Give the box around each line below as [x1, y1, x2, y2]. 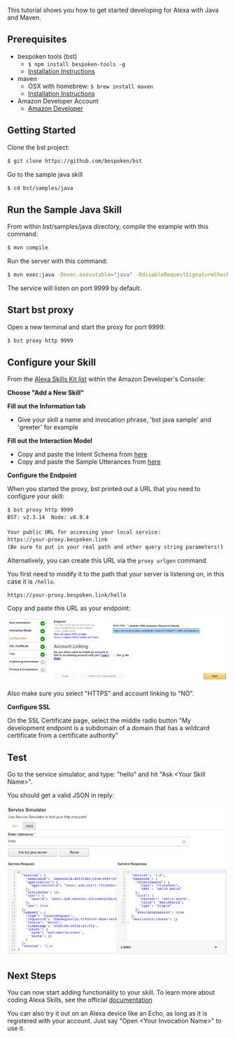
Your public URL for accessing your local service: [7, 529, 161, 536]
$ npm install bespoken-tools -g [27, 61, 126, 68]
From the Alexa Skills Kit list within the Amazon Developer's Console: [7, 375, 206, 383]
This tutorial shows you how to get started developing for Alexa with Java [7, 6, 219, 14]
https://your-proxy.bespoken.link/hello [7, 591, 127, 599]
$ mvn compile [7, 244, 49, 251]
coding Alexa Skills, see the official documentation [7, 996, 152, 1004]
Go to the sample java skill [7, 170, 83, 178]
